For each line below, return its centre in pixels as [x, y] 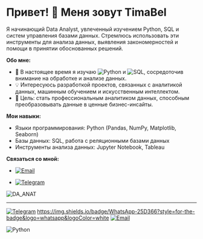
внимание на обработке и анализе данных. [71, 78]
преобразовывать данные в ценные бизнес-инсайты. [84, 104]
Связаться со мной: [33, 159]
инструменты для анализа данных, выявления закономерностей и [92, 42]
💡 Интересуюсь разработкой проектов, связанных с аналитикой [98, 85]
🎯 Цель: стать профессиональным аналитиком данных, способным [102, 98]
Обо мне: [19, 60]
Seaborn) [27, 134]
